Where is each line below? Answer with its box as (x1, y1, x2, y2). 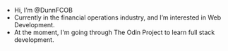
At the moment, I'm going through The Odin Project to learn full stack (13, 28, 215, 36)
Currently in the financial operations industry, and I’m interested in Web (13, 13, 221, 22)
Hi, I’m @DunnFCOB (13, 6, 73, 14)
